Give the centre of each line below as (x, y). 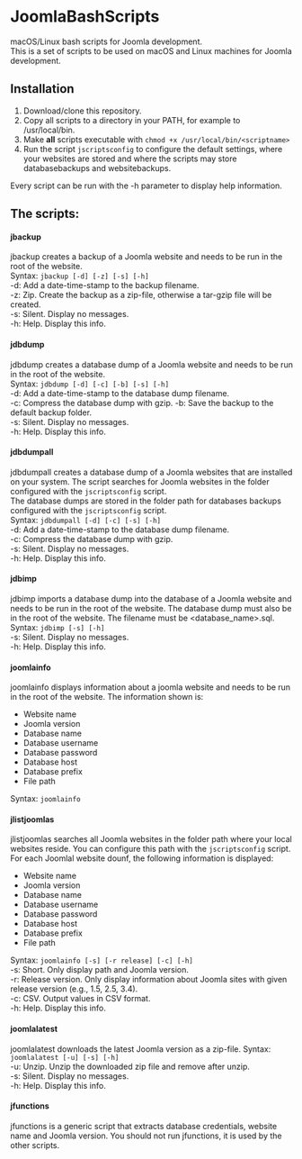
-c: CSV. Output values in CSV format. (80, 999)
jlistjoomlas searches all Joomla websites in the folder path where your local (151, 839)
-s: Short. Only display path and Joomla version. (100, 970)
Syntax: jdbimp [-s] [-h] (58, 627)
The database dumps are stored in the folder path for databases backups (146, 501)
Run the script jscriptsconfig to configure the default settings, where (153, 149)
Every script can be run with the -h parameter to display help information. (146, 186)
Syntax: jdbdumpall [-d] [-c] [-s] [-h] (86, 520)
